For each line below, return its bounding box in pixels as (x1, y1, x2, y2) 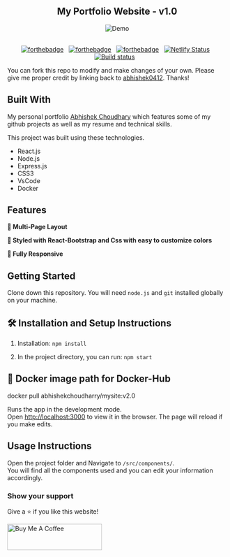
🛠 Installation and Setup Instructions (7, 317, 172, 329)
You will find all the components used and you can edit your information (7, 466, 214, 475)
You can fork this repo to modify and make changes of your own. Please (7, 66, 215, 74)
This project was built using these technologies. (7, 133, 145, 142)
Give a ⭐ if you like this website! (7, 507, 99, 516)
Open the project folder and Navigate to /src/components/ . (7, 458, 175, 467)
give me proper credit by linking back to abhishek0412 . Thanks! (7, 73, 190, 82)
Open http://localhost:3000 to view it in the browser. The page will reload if (7, 412, 223, 421)
